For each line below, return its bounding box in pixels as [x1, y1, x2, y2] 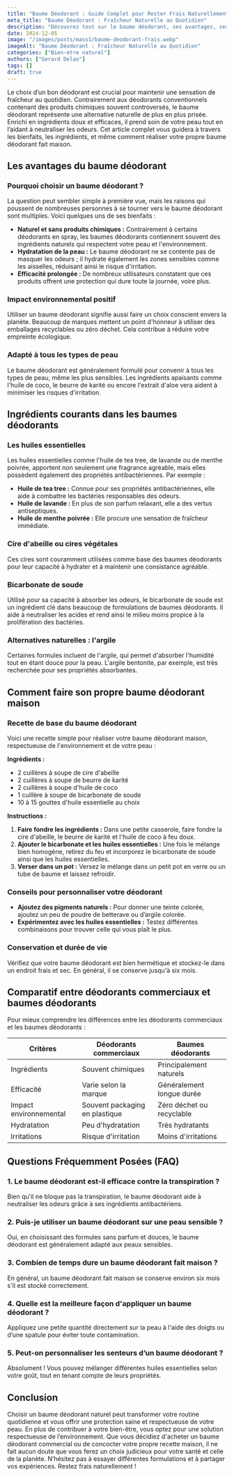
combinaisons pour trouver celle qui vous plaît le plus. [17, 925, 173, 934]
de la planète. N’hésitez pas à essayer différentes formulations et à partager [7, 1455, 225, 1463]
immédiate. [17, 522, 50, 530]
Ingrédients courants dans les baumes [7, 409, 178, 420]
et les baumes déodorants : [7, 1023, 86, 1031]
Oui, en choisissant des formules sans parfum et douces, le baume [7, 1233, 199, 1242]
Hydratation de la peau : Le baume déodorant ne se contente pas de [17, 247, 216, 256]
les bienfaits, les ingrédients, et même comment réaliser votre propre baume [7, 132, 226, 140]
